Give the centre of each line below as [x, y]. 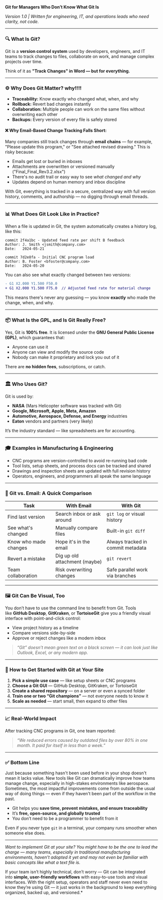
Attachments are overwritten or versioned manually [63, 166]
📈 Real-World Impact [31, 719]
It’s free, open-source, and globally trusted [56, 813]
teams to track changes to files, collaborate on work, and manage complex [80, 57]
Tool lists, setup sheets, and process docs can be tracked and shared [81, 466]
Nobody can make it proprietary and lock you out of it [66, 357]
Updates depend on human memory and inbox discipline [69, 182]
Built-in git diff [126, 531]
